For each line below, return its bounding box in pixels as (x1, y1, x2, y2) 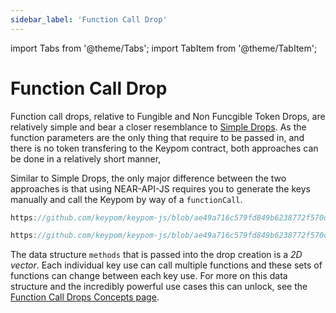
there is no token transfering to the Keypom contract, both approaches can (10, 142, 319, 154)
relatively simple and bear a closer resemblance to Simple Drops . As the (10, 121, 307, 133)
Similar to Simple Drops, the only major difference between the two (10, 172, 287, 184)
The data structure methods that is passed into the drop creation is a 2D (10, 249, 303, 261)
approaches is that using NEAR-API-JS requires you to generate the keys (10, 182, 311, 195)
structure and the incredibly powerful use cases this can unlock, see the (10, 281, 308, 293)
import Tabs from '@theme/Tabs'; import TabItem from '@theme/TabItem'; (10, 42, 318, 54)
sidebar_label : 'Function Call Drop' (10, 14, 168, 25)
